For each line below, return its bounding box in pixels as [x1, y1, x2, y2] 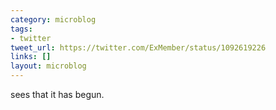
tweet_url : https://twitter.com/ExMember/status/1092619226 [10, 42, 267, 53]
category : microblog [10, 14, 97, 25]
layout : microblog [10, 61, 87, 71]
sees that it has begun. [10, 89, 105, 100]
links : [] [10, 52, 52, 62]
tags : [10, 24, 33, 34]
